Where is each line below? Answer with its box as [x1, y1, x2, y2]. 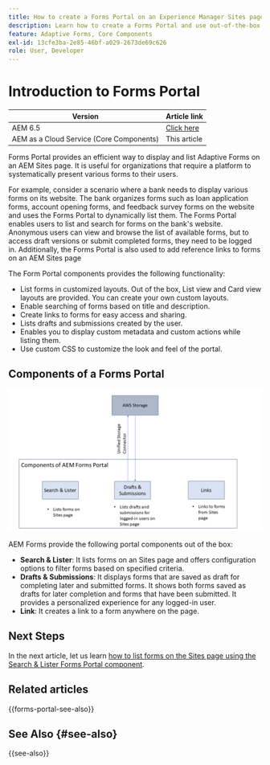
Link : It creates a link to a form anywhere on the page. [19, 606, 199, 616]
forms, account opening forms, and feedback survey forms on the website [8, 202, 255, 211]
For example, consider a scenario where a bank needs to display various [8, 185, 248, 194]
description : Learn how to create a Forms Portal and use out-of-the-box [8, 21, 261, 30]
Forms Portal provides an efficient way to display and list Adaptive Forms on [8, 152, 260, 162]
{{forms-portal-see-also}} [8, 704, 95, 714]
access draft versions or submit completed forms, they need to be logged [8, 235, 252, 245]
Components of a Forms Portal [8, 366, 165, 381]
